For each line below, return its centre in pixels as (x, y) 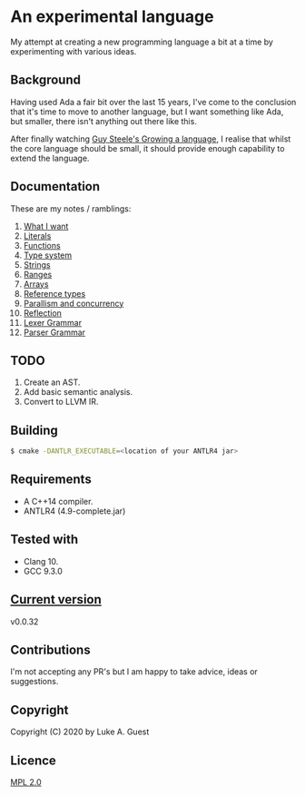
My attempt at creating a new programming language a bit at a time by (142, 42)
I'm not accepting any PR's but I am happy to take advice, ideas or (134, 672)
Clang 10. (41, 561)
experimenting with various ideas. (74, 51)
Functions (42, 245)
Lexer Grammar (53, 322)
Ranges (38, 274)
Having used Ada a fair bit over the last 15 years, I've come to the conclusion (153, 102)
